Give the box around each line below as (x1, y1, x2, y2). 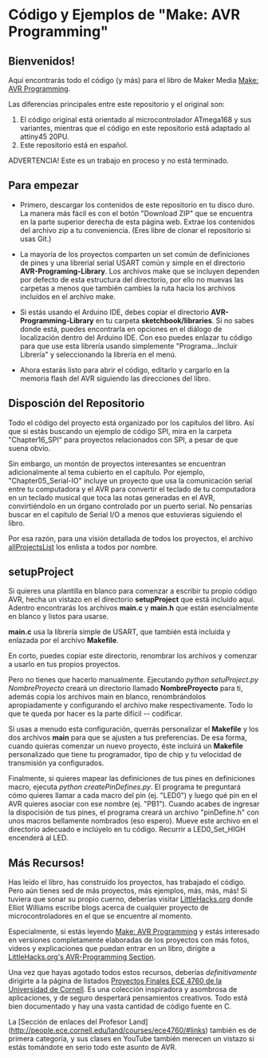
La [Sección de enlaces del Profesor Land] (8, 1017, 148, 1027)
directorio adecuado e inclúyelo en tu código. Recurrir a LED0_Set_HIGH (8, 824, 246, 835)
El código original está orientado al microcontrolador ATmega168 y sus (19, 115, 252, 124)
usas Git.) (19, 234, 52, 243)
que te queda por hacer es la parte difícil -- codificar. (8, 709, 183, 719)
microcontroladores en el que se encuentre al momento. (8, 911, 193, 921)
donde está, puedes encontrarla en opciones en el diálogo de (19, 324, 223, 334)
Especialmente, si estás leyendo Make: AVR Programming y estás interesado (8, 927, 260, 937)
